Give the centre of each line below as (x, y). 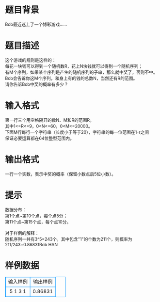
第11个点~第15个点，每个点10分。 (38, 222)
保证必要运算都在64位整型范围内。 (40, 138)
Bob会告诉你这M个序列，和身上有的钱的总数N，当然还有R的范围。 (71, 78)
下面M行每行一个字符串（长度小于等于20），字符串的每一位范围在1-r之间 (77, 132)
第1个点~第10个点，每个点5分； (36, 216)
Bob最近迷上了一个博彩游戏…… (36, 24)
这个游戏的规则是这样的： (31, 60)
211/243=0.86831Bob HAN (32, 244)
